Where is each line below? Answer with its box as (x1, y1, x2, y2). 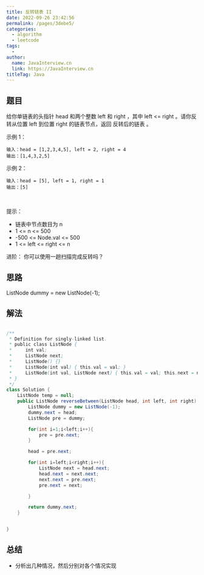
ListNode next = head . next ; (38, 465, 110, 471)
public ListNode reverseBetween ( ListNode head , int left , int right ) (17, 398, 197, 404)
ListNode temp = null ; (17, 393, 75, 399)
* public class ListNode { (8, 341, 78, 348)
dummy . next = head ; (28, 409, 78, 415)
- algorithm (12, 32, 42, 38)
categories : (6, 26, 36, 32)
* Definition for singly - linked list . (8, 336, 107, 342)
